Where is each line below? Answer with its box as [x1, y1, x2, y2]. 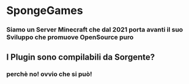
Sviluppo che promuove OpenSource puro [6, 33, 134, 41]
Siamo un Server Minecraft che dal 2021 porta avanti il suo [6, 26, 183, 34]
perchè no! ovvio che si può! [6, 70, 93, 79]
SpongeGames [6, 4, 84, 18]
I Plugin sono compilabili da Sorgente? [6, 52, 155, 62]
